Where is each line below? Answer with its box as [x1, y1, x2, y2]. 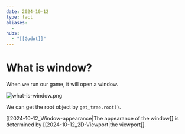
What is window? [6, 61, 93, 75]
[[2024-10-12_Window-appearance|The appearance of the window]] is [6, 115, 179, 122]
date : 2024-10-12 [6, 8, 49, 15]
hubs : [6, 31, 20, 36]
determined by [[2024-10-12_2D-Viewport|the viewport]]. [6, 121, 147, 128]
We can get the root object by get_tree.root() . [6, 103, 121, 110]
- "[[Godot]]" [11, 36, 46, 42]
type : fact [6, 14, 33, 20]
